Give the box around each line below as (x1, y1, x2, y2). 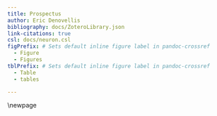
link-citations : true (7, 30, 71, 37)
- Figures (13, 56, 42, 63)
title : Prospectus (7, 10, 61, 18)
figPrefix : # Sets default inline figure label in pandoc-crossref (7, 43, 211, 50)
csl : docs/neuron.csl (7, 37, 71, 44)
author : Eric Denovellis (7, 17, 81, 24)
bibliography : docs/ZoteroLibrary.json (7, 23, 125, 30)
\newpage (7, 101, 37, 110)
